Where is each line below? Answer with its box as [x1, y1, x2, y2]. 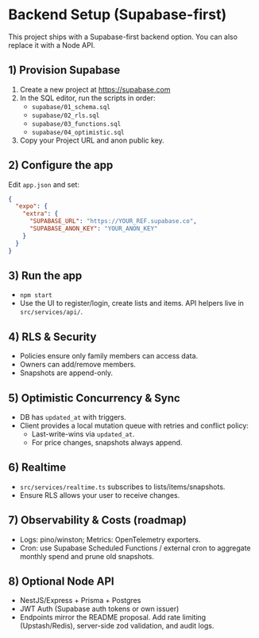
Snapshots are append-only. [19, 368, 114, 378]
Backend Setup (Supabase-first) [8, 6, 227, 24]
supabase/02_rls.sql [31, 112, 100, 119]
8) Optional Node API [8, 575, 114, 589]
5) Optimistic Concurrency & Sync [8, 391, 180, 405]
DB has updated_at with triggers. [19, 413, 127, 421]
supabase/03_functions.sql [31, 119, 122, 128]
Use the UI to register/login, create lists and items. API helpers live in [19, 299, 245, 308]
